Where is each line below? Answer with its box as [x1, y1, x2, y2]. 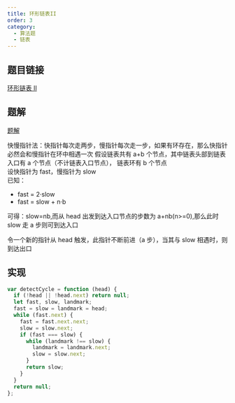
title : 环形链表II [7, 10, 57, 17]
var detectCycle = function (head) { [7, 285, 117, 292]
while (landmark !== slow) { [25, 337, 111, 345]
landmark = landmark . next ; [32, 344, 111, 351]
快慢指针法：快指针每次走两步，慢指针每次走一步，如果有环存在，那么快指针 [7, 141, 228, 149]
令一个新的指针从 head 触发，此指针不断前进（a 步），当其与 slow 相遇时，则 [7, 235, 228, 243]
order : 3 [7, 17, 33, 24]
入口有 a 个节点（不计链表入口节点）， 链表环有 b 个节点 [7, 158, 168, 167]
